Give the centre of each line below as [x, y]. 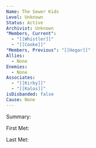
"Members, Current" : [32, 34]
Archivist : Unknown [30, 28]
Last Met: [18, 139]
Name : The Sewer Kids [33, 12]
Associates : [21, 78]
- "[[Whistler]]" [33, 39]
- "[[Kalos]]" [29, 89]
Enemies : [17, 67]
